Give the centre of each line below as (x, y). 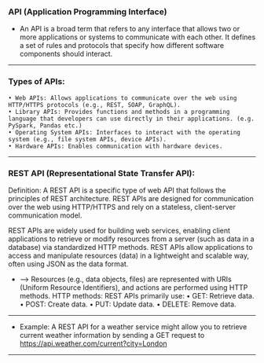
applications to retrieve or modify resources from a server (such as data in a (131, 239)
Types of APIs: (37, 82)
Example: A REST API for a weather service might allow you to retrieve (133, 326)
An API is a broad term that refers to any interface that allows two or (130, 29)
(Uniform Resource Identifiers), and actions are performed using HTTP (134, 287)
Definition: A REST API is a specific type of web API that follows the (117, 190)
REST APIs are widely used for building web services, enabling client (119, 230)
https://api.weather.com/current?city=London (93, 343)
